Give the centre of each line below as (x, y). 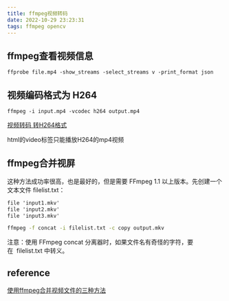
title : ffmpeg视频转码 (37, 13)
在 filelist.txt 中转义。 (38, 251)
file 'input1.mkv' (33, 203)
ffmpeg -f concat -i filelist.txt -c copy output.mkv (86, 228)
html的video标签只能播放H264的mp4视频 (66, 139)
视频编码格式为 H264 (52, 95)
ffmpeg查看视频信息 (51, 56)
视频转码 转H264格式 (37, 125)
